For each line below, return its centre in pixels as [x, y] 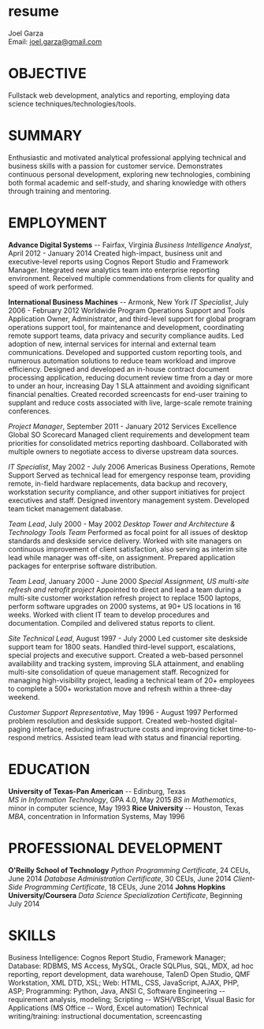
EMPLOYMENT [58, 223]
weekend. [24, 697]
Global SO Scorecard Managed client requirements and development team [129, 434]
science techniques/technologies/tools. [72, 103]
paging [20, 729]
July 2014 [24, 904]
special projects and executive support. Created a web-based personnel [126, 655]
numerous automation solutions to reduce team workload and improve [122, 361]
